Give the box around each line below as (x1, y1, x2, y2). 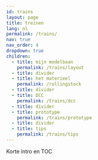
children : (6, 53, 31, 59)
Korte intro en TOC (6, 147, 53, 155)
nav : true (6, 37, 31, 43)
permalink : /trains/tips (17, 131, 79, 138)
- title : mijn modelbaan (11, 59, 73, 65)
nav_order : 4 (6, 43, 39, 49)
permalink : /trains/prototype (17, 114, 93, 120)
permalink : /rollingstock (17, 81, 82, 87)
